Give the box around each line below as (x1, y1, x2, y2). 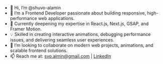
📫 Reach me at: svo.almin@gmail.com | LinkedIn (10, 53, 111, 59)
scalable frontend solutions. (10, 47, 68, 53)
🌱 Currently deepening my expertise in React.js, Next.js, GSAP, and (10, 20, 149, 26)
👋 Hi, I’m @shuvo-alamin (10, 5, 61, 10)
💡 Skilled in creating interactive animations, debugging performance (10, 31, 151, 37)
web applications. (38, 15, 75, 21)
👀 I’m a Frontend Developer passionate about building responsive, (10, 10, 146, 16)
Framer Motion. (10, 26, 42, 32)
